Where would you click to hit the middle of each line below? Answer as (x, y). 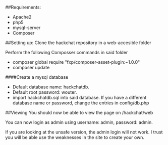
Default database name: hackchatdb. (51, 87)
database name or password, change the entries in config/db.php (81, 103)
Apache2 (22, 17)
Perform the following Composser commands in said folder (67, 52)
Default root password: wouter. (45, 92)
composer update (31, 67)
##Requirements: (23, 7)
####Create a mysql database (37, 77)
